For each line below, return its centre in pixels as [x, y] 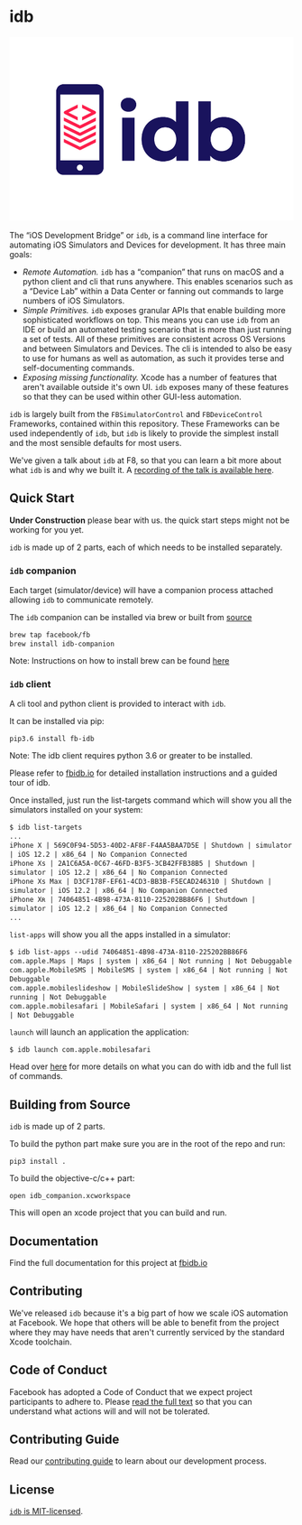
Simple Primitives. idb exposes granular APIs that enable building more [154, 311]
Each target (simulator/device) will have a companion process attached [141, 590]
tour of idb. [30, 783]
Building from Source [70, 1105]
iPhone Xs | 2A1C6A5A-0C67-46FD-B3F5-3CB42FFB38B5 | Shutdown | [133, 864]
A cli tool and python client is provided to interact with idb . [118, 704]
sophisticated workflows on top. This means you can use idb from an [151, 320]
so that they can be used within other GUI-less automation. [132, 397]
